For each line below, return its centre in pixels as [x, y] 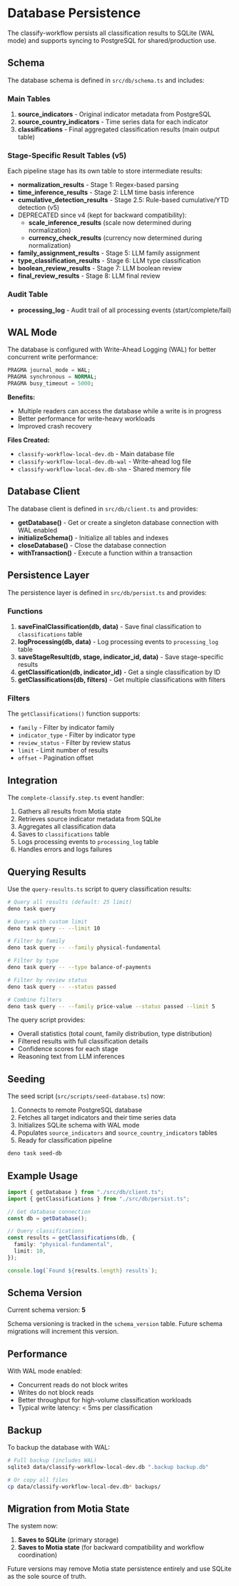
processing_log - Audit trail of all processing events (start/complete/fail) [124, 310]
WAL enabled [37, 530]
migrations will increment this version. [63, 1331]
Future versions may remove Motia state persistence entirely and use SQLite [119, 1569]
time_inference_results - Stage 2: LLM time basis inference [106, 192]
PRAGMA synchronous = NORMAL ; [52, 377]
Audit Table [28, 294]
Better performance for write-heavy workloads [86, 418]
